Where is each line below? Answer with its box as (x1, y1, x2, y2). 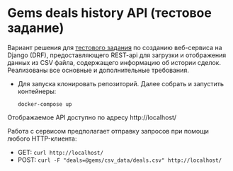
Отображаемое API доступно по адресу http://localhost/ (7, 113, 177, 122)
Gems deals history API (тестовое (7, 5, 212, 21)
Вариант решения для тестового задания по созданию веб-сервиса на (7, 43, 222, 52)
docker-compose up (17, 100, 72, 107)
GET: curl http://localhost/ (17, 148, 104, 156)
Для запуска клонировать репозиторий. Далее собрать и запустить (17, 79, 225, 88)
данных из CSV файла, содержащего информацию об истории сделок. (7, 58, 222, 66)
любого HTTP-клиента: (7, 134, 77, 143)
